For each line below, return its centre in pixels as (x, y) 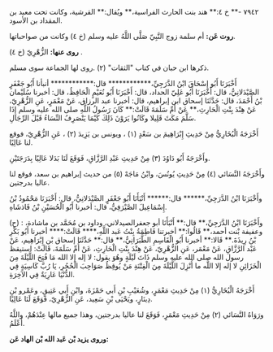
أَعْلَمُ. (17, 323)
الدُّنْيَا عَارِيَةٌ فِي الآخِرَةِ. (42, 274)
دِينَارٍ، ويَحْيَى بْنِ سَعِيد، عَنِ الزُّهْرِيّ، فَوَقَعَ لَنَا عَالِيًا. (81, 299)
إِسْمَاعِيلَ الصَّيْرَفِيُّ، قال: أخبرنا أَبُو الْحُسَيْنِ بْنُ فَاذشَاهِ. (88, 207)
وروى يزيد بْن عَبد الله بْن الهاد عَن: (59, 339)
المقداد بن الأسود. (36, 20)
